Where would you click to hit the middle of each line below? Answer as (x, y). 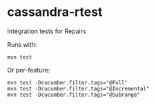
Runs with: (22, 44)
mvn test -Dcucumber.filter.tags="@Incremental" (78, 88)
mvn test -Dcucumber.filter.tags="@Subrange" (74, 95)
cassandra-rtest (55, 12)
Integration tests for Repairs (47, 31)
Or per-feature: (29, 70)
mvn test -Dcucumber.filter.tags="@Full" (68, 83)
